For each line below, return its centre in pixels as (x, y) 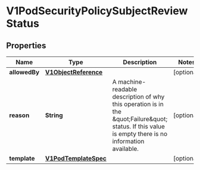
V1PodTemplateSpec (76, 158)
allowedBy (24, 72)
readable (125, 89)
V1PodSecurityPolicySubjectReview (97, 11)
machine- (132, 82)
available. (125, 149)
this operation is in (138, 104)
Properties (26, 45)
